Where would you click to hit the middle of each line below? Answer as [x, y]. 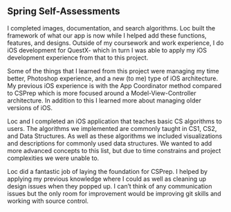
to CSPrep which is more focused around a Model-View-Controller [102, 93]
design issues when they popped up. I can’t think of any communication [110, 186]
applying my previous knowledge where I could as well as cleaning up [107, 179]
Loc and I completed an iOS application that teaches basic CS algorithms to [115, 121]
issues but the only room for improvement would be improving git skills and [114, 193]
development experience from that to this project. [78, 58]
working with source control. [48, 201]
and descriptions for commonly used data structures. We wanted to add [110, 143]
